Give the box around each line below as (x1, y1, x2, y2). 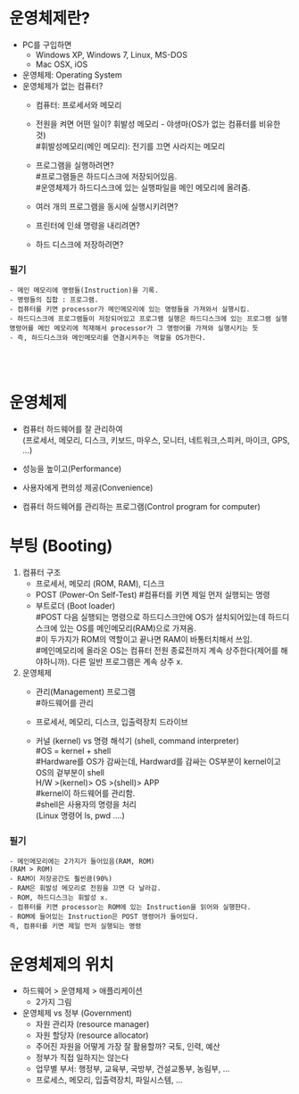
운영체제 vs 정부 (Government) (21, 1007, 132, 1018)
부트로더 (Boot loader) (35, 601, 116, 611)
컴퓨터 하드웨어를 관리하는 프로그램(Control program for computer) (21, 501, 261, 512)
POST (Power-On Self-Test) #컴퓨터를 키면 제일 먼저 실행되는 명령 (35, 590, 270, 601)
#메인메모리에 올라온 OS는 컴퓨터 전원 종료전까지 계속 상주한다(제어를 (35, 645, 279, 656)
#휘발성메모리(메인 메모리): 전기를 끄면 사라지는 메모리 (35, 140, 226, 152)
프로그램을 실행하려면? (35, 160, 114, 170)
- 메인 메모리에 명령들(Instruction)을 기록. (9, 286, 159, 295)
